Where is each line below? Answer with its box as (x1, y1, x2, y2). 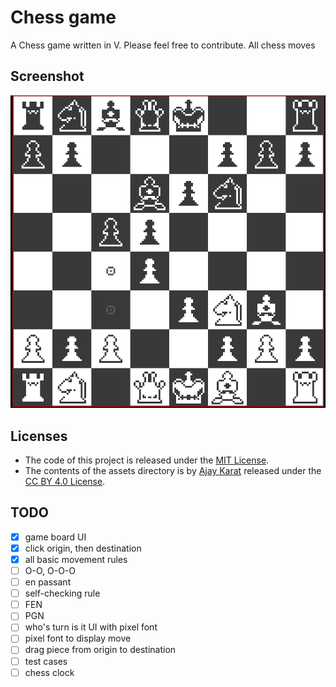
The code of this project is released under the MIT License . (24, 454, 270, 466)
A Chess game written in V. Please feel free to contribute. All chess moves (10, 39, 316, 51)
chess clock (24, 666, 75, 678)
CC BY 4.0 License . (24, 476, 106, 488)
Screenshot (10, 68, 85, 85)
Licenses (10, 427, 68, 445)
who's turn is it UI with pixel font (24, 621, 158, 633)
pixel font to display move (24, 632, 132, 645)
